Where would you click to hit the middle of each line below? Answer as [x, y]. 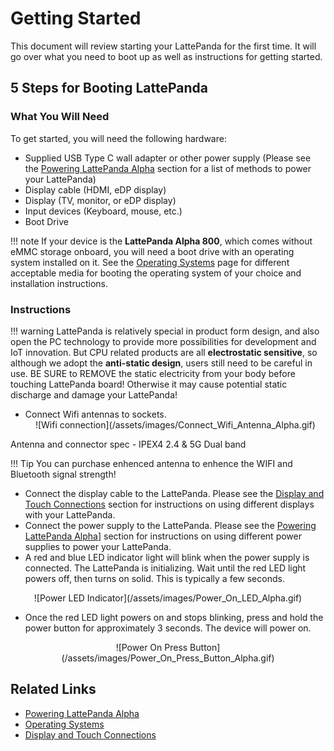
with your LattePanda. [70, 514]
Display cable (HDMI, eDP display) [95, 189]
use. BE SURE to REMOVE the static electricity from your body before [153, 373]
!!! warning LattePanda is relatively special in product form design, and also [165, 331]
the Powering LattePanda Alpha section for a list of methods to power [168, 168]
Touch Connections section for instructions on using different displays [169, 504]
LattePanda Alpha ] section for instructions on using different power [163, 536]
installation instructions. [59, 283]
